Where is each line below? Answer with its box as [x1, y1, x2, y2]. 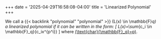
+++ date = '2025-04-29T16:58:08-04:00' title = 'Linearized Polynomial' [5, 4, 151, 10]
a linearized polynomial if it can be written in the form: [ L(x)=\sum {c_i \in [5, 24, 152, 29]
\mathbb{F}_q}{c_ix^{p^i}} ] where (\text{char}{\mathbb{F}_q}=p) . [5, 29, 138, 34]
